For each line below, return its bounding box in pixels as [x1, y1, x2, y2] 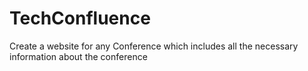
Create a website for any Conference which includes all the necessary [9, 40, 299, 52]
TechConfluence [9, 7, 151, 30]
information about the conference [9, 50, 148, 62]
